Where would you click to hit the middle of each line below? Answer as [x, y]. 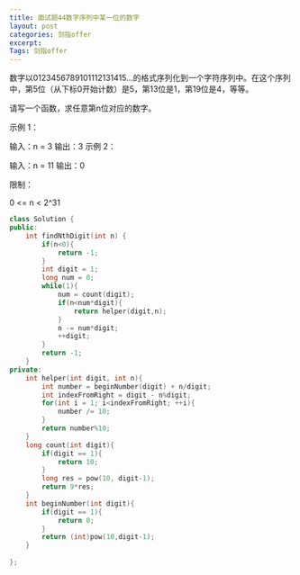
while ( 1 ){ [60, 286]
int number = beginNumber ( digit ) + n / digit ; [127, 386]
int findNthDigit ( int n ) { [76, 236]
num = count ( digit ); [96, 294]
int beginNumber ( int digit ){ [80, 503]
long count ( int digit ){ [70, 445]
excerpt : [26, 43]
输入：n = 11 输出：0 [47, 166]
